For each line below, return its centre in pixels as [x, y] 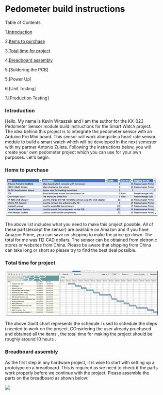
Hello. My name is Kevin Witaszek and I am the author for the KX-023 [74, 121]
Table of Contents [23, 22]
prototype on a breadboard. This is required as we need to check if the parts [81, 367]
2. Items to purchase [25, 41]
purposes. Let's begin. [27, 157]
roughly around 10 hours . [31, 339]
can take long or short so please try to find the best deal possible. [71, 250]
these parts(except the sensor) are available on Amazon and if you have [77, 229]
